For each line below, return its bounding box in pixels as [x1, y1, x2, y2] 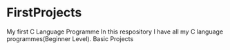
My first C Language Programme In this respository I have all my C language [6, 27, 224, 36]
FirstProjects [6, 5, 82, 21]
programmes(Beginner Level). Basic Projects [6, 34, 134, 42]
